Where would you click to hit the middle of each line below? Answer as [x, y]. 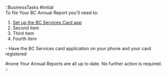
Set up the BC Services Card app [47, 23]
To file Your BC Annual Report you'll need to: [52, 13]
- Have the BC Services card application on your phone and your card [78, 48]
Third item [23, 33]
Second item [26, 28]
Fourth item [25, 39]
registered [16, 54]
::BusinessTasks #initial [29, 7]
